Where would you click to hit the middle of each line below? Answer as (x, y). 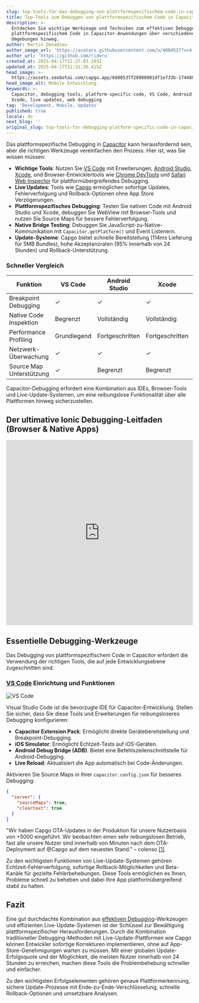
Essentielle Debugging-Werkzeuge (72, 641)
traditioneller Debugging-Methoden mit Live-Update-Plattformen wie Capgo (99, 938)
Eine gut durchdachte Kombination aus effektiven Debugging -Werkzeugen (97, 919)
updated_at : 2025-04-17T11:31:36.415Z (54, 67)
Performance (27, 333)
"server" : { (26, 797)
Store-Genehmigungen (34, 951)
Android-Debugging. (40, 757)
